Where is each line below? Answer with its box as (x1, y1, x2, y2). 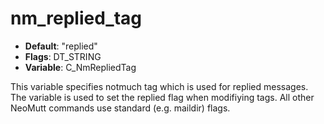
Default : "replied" (24, 40, 98, 52)
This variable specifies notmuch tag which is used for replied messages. (10, 80, 309, 92)
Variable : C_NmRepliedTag (24, 61, 137, 73)
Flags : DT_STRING (24, 50, 102, 62)
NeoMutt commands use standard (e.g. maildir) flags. (10, 102, 231, 114)
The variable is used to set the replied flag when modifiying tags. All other (10, 91, 315, 103)
